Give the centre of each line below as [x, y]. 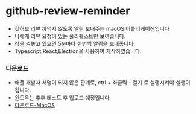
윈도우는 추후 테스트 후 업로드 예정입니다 [62, 98]
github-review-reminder [68, 11]
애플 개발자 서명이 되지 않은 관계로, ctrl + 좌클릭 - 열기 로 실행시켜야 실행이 [102, 83]
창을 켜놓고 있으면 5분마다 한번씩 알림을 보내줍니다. [75, 43]
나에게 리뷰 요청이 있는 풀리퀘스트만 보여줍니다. [70, 36]
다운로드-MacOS [34, 105]
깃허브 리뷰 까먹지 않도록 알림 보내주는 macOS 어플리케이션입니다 [92, 28]
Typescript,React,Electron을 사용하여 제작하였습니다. [78, 51]
